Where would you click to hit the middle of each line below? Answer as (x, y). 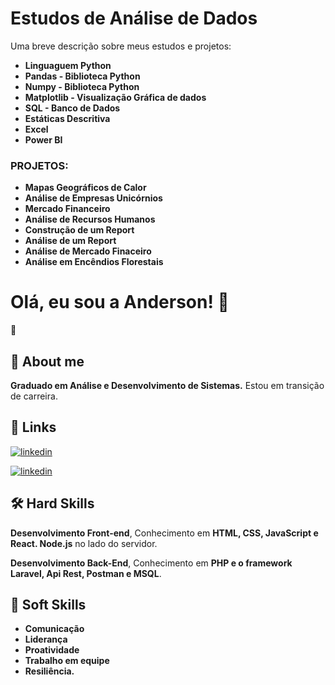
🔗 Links (33, 427)
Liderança (46, 639)
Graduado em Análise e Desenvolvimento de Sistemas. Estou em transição (167, 385)
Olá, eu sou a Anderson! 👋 (120, 302)
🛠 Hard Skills (52, 503)
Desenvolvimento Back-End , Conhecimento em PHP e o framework (151, 563)
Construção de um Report (79, 230)
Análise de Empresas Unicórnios (93, 198)
